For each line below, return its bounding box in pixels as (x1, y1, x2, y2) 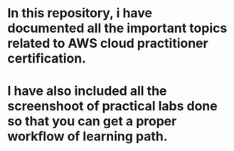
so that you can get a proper (7, 113, 177, 130)
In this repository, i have (7, 5, 153, 21)
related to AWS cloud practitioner (7, 36, 208, 51)
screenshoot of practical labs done (7, 98, 218, 115)
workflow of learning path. (7, 128, 169, 145)
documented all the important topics (7, 20, 228, 36)
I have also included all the (7, 83, 167, 99)
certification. (7, 51, 87, 67)
